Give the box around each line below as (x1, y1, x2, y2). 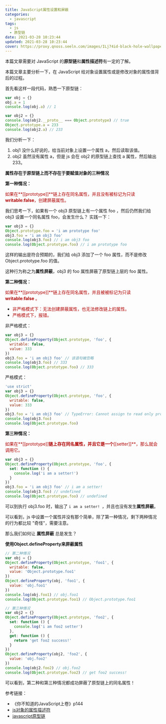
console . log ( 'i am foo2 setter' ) (14, 624, 83, 629)
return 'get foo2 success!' (14, 638, 72, 643)
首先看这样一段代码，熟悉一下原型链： (5, 85, 83, 91)
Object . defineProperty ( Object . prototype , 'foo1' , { (5, 560, 114, 565)
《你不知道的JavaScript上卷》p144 (12, 700, 83, 707)
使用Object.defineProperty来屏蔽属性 (5, 541, 83, 547)
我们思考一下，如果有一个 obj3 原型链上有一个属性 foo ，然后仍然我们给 (5, 208, 152, 213)
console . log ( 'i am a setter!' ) (14, 470, 79, 476)
